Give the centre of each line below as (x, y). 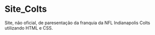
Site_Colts (26, 9)
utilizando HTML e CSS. (29, 28)
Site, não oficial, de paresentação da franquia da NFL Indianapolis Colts (77, 23)
